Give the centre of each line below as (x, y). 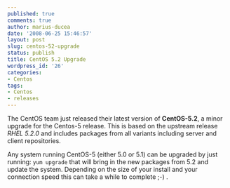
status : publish (31, 53)
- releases (23, 99)
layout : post (26, 40)
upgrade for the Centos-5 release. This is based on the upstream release (113, 126)
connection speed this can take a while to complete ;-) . (88, 177)
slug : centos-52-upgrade (43, 46)
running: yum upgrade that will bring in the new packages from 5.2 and (108, 162)
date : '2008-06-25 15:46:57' (50, 33)
